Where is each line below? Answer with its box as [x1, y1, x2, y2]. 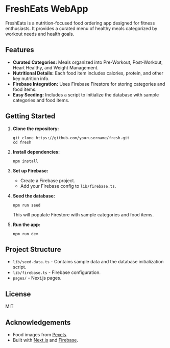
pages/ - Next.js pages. [12, 275, 62, 281]
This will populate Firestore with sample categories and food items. [12, 211, 154, 217]
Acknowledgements [5, 318, 71, 327]
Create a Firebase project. [20, 177, 76, 184]
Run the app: [12, 221, 41, 228]
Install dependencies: [12, 148, 60, 155]
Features [5, 45, 34, 54]
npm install [12, 159, 38, 164]
